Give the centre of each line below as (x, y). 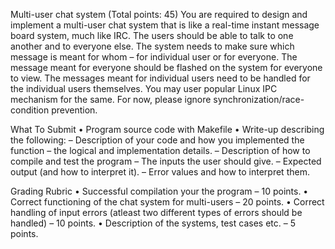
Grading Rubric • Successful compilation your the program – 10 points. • (159, 191)
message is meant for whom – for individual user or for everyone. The (154, 57)
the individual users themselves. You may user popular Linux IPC (144, 88)
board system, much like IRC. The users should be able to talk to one (152, 35)
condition (30, 110)
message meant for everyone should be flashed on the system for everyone (166, 67)
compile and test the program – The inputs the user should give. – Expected (166, 161)
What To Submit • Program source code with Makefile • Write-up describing (167, 129)
